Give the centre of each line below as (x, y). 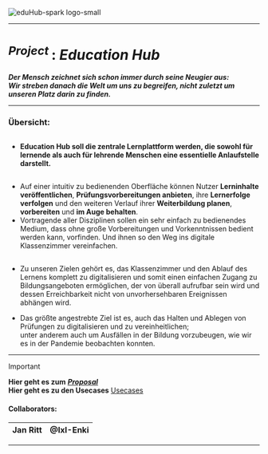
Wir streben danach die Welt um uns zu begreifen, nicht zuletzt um (122, 86)
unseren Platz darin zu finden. (60, 94)
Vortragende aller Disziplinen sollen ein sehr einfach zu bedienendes (133, 220)
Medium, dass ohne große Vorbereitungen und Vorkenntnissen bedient (136, 228)
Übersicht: (29, 122)
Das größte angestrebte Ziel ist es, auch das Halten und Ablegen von (133, 318)
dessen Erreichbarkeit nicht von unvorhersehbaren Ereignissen (123, 294)
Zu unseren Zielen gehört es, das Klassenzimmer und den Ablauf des (134, 269)
